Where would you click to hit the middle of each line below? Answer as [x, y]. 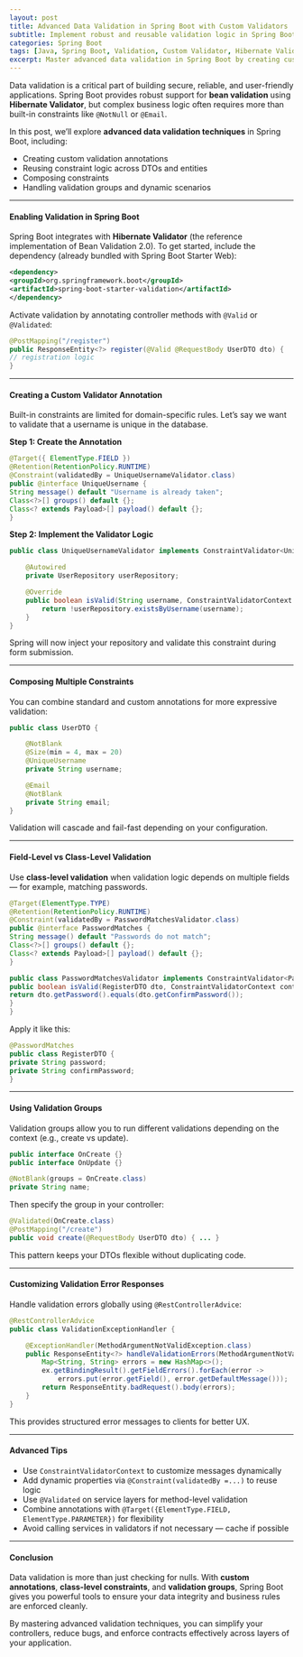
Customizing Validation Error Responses [87, 1284]
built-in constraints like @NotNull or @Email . [88, 114]
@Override [44, 592]
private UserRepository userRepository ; [102, 576]
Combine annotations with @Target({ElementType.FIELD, [127, 1509]
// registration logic [52, 357]
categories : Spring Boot [56, 43]
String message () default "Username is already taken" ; [116, 492]
